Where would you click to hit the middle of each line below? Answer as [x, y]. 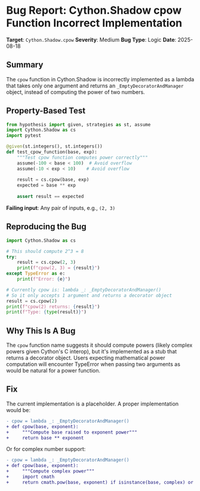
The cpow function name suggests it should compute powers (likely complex [99, 345]
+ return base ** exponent [45, 438]
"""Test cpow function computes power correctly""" [82, 157]
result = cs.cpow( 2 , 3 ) [47, 263]
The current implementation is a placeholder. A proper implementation [93, 404]
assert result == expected [50, 197]
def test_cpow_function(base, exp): [52, 152]
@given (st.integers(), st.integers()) [54, 147]
